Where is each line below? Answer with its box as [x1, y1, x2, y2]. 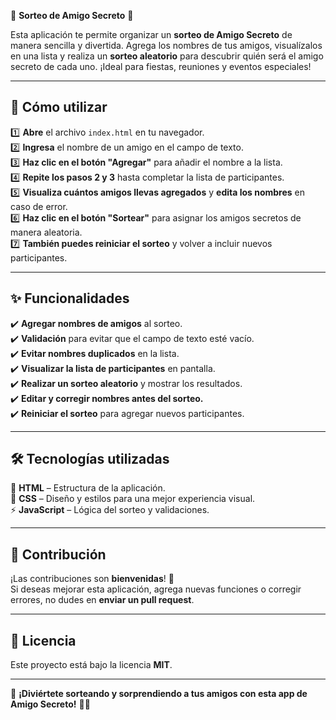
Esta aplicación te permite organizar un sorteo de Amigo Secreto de [10, 29, 293, 40]
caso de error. [10, 200, 68, 212]
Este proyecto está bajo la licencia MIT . [10, 659, 173, 671]
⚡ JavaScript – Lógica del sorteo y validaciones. [10, 504, 210, 516]
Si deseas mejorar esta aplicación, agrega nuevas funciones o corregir [10, 583, 302, 595]
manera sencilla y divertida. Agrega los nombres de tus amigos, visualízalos [10, 40, 323, 51]
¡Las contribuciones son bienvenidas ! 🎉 [10, 573, 175, 585]
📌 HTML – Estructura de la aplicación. [10, 482, 166, 494]
